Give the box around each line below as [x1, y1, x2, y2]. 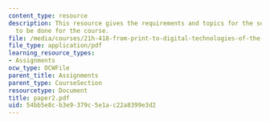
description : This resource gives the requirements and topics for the [8, 19, 253, 27]
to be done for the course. [15, 26, 110, 35]
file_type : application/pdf [8, 42, 103, 50]
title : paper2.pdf [8, 94, 70, 102]
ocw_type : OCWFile [8, 64, 70, 72]
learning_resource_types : [8, 49, 95, 57]
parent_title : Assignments [8, 71, 99, 79]
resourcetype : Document [8, 86, 88, 95]
